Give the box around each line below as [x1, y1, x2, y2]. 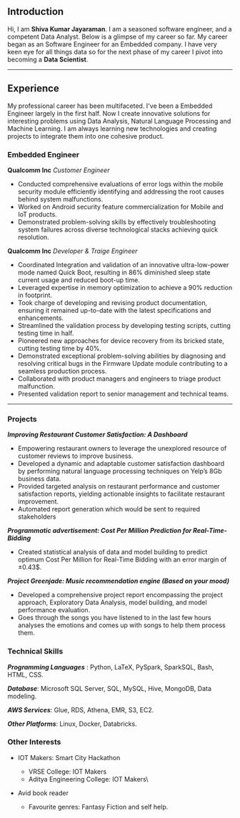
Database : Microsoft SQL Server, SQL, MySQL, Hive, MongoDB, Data [7, 684, 212, 692]
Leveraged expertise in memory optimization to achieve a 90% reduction [17, 283, 233, 291]
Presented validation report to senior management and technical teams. [17, 389, 229, 398]
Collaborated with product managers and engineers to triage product [17, 374, 221, 383]
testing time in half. [17, 329, 74, 337]
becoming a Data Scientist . [7, 55, 89, 64]
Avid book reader [17, 789, 69, 797]
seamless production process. [17, 366, 107, 375]
